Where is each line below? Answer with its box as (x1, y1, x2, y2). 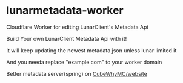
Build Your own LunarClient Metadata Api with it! (6, 35, 127, 42)
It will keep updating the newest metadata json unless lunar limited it (6, 46, 177, 54)
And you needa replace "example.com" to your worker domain (6, 58, 162, 66)
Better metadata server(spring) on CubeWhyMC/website (6, 70, 147, 77)
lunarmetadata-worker (6, 4, 124, 17)
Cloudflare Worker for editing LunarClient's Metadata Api (6, 23, 148, 31)
